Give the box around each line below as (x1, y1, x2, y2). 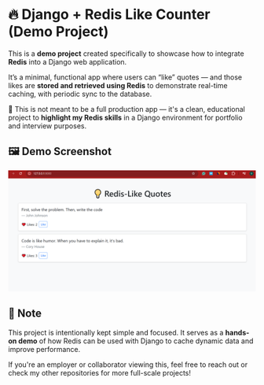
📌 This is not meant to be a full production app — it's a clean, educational (8, 104, 245, 113)
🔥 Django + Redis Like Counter (8, 6, 211, 24)
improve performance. (8, 344, 81, 354)
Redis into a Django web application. (8, 57, 127, 66)
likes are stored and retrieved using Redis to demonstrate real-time (8, 80, 228, 90)
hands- (225, 328, 250, 337)
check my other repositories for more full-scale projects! (8, 368, 191, 377)
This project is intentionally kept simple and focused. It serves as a (8, 328, 224, 337)
